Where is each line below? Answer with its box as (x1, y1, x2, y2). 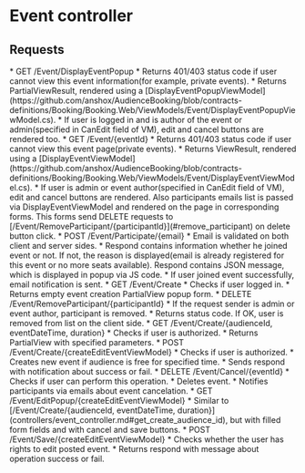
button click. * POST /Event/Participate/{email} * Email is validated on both (9, 231, 290, 242)
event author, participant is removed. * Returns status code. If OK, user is (9, 308, 284, 319)
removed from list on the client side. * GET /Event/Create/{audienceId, (9, 318, 273, 328)
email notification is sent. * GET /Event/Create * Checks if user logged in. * (9, 279, 290, 290)
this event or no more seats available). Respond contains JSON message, (9, 260, 285, 270)
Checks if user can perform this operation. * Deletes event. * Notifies (9, 375, 269, 386)
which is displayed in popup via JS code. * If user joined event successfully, (9, 270, 294, 280)
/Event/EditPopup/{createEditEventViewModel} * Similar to (9, 396, 229, 406)
